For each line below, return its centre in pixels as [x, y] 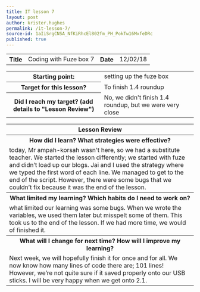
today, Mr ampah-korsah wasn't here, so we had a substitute [95, 150]
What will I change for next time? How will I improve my [100, 241]
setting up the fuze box [136, 76]
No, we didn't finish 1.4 [137, 97]
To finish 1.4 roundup [134, 87]
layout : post [22, 17]
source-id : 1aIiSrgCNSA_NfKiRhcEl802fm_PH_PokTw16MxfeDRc [79, 34]
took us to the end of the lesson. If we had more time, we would [98, 222]
